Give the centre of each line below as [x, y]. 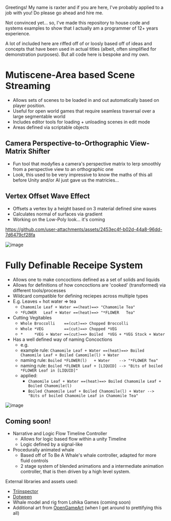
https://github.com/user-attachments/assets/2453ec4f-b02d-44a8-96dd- [84, 229]
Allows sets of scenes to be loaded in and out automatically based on [86, 100]
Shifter [39, 151]
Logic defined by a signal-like [51, 444]
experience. [18, 34]
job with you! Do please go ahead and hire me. [54, 13]
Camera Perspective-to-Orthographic [67, 144]
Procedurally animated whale [43, 450]
